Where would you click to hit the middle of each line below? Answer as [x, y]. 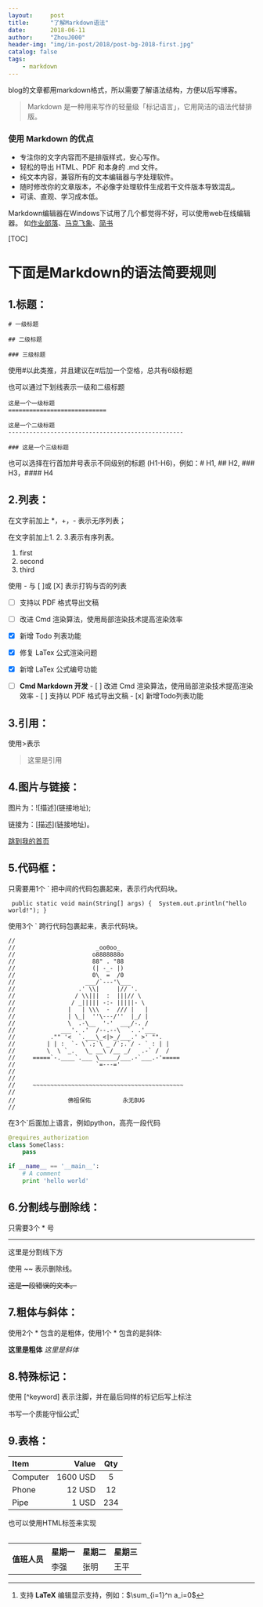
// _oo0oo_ [65, 947]
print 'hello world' [56, 1181]
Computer [31, 1477]
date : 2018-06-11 [47, 30]
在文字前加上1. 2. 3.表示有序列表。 [63, 537]
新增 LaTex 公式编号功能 [58, 669]
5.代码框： [34, 868]
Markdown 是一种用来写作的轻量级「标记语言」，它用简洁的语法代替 [136, 106]
